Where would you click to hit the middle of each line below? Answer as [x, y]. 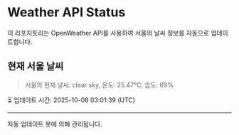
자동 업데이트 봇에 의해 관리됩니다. [55, 124]
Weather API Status [67, 12]
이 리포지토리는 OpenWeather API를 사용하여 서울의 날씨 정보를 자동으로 [108, 33]
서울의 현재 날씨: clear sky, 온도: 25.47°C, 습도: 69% [99, 85]
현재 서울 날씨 [36, 66]
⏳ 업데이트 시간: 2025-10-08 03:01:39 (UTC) [71, 99]
